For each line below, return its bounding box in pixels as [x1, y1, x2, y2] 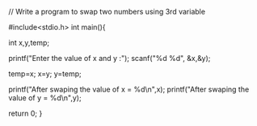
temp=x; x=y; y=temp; [8, 69, 82, 79]
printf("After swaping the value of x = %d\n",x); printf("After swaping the [8, 84, 250, 94]
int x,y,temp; [8, 38, 50, 47]
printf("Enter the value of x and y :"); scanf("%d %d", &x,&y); [8, 54, 211, 63]
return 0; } [8, 108, 43, 118]
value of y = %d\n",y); [8, 93, 82, 103]
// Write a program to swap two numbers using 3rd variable [8, 7, 206, 16]
